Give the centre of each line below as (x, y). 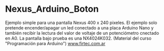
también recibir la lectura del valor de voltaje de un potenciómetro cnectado (82, 33)
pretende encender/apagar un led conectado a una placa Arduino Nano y (79, 27)
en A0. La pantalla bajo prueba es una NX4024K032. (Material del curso (78, 38)
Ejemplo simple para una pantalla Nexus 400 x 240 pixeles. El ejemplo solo (81, 23)
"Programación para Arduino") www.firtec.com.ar (55, 43)
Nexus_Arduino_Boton (52, 9)
